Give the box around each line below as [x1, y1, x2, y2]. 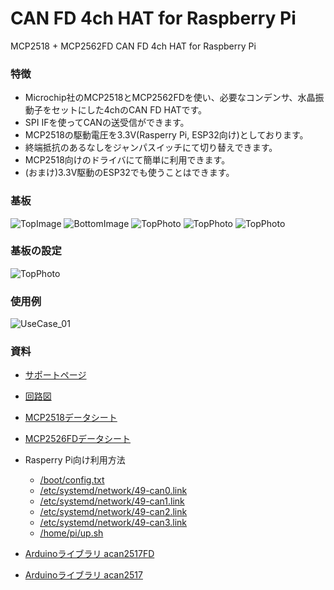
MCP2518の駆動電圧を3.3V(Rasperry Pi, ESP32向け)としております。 [24, 129, 309, 141]
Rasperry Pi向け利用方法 [24, 454, 126, 466]
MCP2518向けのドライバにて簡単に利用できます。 [24, 154, 231, 166]
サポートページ [24, 369, 87, 381]
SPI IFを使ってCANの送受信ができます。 [24, 117, 190, 129]
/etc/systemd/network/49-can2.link [39, 506, 188, 518]
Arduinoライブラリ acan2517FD [24, 548, 155, 560]
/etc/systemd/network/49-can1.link [39, 495, 185, 507]
